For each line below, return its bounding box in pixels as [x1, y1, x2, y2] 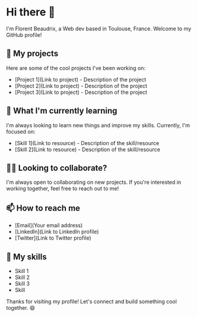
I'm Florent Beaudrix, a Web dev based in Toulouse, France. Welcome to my [6, 25, 192, 32]
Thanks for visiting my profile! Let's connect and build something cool [6, 298, 177, 305]
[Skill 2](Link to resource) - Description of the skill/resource [14, 146, 160, 153]
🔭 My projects [6, 49, 59, 59]
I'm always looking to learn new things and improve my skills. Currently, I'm [6, 121, 190, 128]
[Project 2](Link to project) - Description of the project [14, 82, 147, 89]
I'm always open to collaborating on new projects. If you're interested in [6, 178, 182, 186]
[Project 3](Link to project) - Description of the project [14, 89, 147, 96]
